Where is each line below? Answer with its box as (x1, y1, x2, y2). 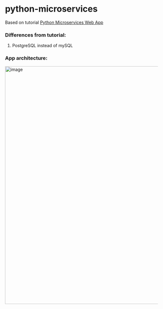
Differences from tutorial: (5, 32, 66, 38)
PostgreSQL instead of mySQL (12, 43, 73, 49)
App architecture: (5, 55, 48, 62)
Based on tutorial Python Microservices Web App (5, 19, 103, 25)
